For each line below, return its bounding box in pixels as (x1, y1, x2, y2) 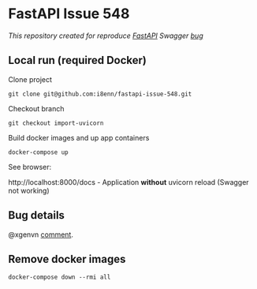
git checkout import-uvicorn (8, 119, 104, 127)
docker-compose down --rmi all (8, 273, 111, 281)
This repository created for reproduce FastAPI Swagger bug (8, 31, 203, 40)
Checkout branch (8, 103, 65, 113)
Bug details (8, 208, 65, 222)
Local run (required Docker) (8, 54, 147, 67)
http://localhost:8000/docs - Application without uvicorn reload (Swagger (8, 177, 250, 186)
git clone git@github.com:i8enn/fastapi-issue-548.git (8, 90, 192, 98)
